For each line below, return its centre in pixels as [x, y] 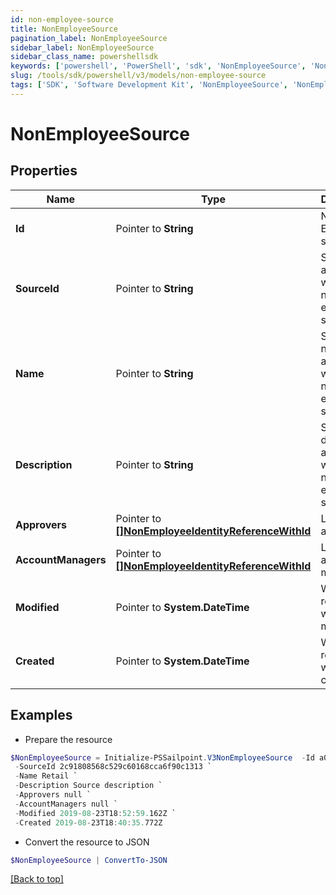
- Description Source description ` [88, 786]
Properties [44, 171]
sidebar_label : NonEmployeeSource [82, 47]
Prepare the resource [68, 739]
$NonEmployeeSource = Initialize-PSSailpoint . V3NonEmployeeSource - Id [162, 757]
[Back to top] [37, 879]
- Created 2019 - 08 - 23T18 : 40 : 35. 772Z [88, 822]
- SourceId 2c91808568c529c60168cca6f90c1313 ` [113, 767]
